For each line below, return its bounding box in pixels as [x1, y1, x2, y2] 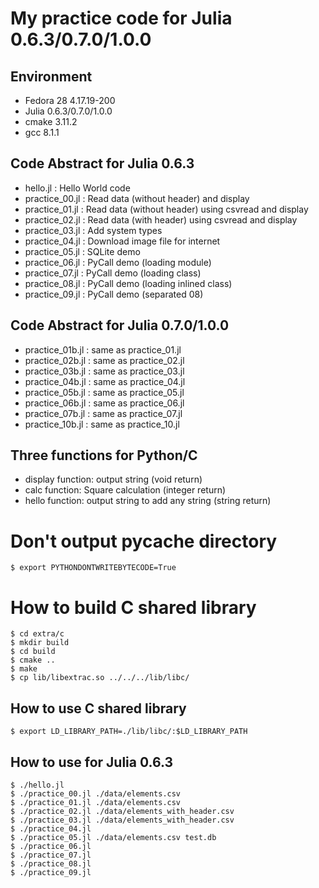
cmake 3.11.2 [24, 116, 78, 127]
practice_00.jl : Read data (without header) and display [24, 192, 250, 204]
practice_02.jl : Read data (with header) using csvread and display [24, 213, 298, 226]
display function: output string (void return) [24, 473, 203, 486]
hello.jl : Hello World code [24, 182, 131, 194]
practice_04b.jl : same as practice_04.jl [24, 375, 186, 387]
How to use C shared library [10, 700, 187, 717]
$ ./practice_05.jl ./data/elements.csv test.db [10, 832, 217, 842]
